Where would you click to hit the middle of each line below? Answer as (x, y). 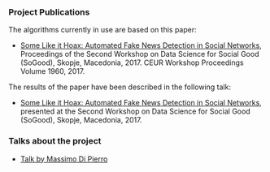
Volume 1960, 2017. (52, 71)
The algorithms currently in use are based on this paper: (102, 30)
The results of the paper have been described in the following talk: (120, 87)
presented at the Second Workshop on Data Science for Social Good (135, 111)
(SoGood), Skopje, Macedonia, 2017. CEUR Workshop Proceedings (132, 62)
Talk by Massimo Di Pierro (64, 159)
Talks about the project (55, 141)
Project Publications (49, 12)
